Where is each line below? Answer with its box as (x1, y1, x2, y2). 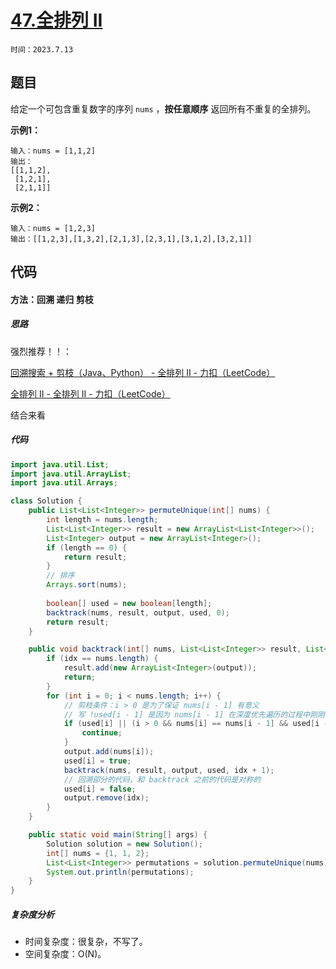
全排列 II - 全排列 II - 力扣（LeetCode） (10, 387, 171, 400)
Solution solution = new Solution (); (46, 839, 203, 849)
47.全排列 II (10, 9, 103, 32)
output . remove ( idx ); (63, 793, 150, 803)
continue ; (81, 728, 123, 738)
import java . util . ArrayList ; (10, 469, 132, 479)
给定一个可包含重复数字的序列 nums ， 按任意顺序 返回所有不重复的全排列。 (10, 102, 317, 115)
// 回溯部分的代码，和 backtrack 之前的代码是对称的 (63, 774, 262, 785)
